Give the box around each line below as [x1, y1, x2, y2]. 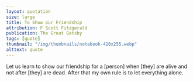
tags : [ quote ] [6, 36, 41, 42]
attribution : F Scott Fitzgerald [6, 25, 88, 31]
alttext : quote [6, 47, 43, 53]
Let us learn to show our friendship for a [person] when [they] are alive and [6, 63, 188, 70]
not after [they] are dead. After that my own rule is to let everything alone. [6, 69, 184, 76]
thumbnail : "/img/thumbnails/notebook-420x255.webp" [6, 42, 137, 47]
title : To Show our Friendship [6, 19, 82, 25]
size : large [6, 14, 35, 20]
